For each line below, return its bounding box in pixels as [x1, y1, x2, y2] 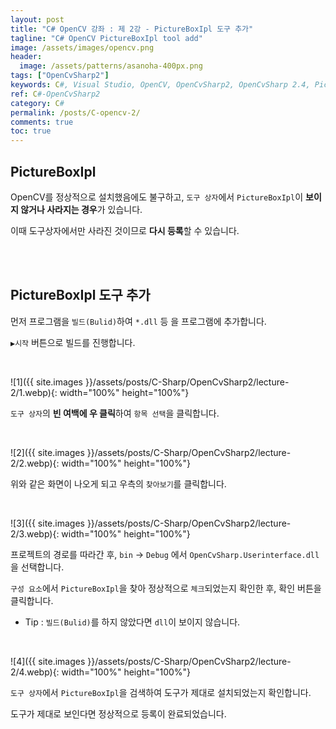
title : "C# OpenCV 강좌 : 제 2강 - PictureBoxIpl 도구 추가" [10, 24, 254, 34]
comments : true [10, 117, 74, 127]
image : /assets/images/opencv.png [10, 42, 155, 53]
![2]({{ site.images [10, 446, 85, 458]
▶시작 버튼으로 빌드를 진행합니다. [10, 336, 136, 348]
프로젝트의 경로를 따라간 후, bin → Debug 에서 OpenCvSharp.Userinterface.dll [10, 548, 320, 560]
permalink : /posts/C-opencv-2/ [10, 107, 141, 118]
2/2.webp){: [10, 457, 60, 469]
